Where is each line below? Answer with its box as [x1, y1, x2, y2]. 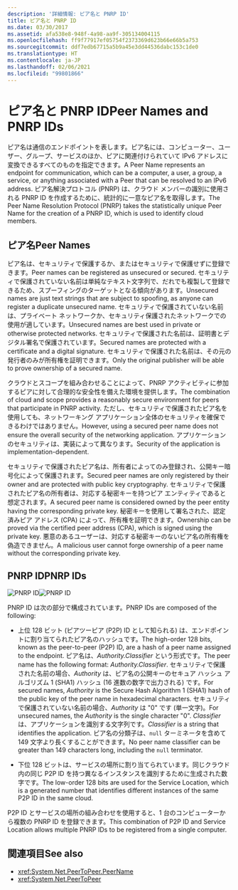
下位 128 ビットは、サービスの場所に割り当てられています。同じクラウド [17, 760, 230, 769]
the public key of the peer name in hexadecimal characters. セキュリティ [17, 695, 231, 703]
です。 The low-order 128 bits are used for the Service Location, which [23, 778, 229, 787]
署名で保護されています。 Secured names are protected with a [26, 338, 207, 347]
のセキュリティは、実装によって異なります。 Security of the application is [7, 439, 221, 449]
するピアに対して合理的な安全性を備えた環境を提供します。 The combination [7, 387, 230, 396]
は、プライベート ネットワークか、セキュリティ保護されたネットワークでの [7, 311, 227, 320]
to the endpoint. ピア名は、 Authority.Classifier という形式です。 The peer [17, 651, 231, 660]
